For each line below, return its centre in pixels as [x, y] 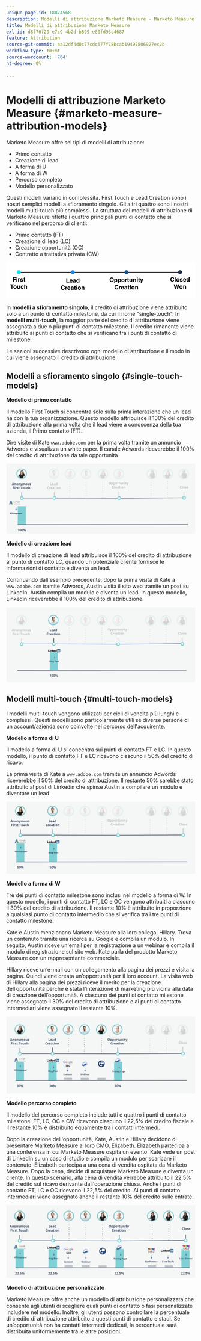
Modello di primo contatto [39, 400]
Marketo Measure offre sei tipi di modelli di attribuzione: [75, 143]
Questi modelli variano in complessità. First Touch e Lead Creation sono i [97, 198]
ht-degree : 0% [24, 63]
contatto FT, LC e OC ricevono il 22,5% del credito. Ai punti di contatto [93, 1190]
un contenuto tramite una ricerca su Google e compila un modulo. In [90, 939]
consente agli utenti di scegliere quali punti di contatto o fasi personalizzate [100, 1306]
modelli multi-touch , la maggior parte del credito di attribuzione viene [93, 320]
